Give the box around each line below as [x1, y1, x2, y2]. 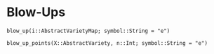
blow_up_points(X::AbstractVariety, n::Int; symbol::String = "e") [6, 39, 208, 46]
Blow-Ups [6, 4, 66, 20]
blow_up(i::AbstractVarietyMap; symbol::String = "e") [6, 27, 170, 34]
